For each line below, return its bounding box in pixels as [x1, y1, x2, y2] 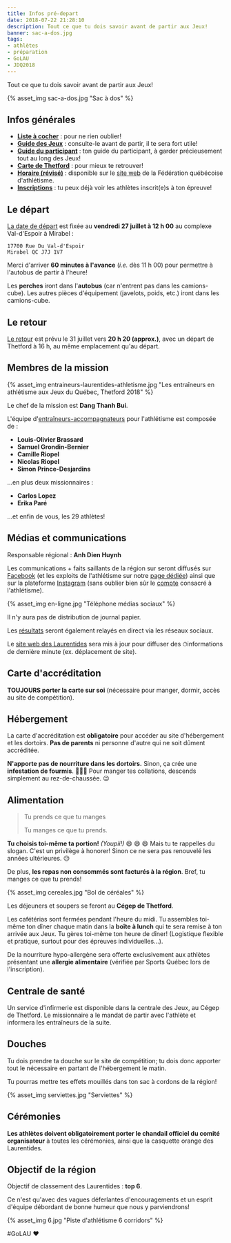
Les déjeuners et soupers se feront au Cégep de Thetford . [7, 901, 174, 910]
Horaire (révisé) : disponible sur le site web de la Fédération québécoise [17, 169, 223, 177]
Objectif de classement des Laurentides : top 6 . [7, 1182, 143, 1190]
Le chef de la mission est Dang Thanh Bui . [7, 401, 128, 409]
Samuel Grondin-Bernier [17, 442, 90, 451]
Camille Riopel [17, 450, 60, 458]
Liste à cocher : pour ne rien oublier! [17, 132, 122, 140]
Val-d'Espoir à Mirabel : [7, 230, 74, 238]
